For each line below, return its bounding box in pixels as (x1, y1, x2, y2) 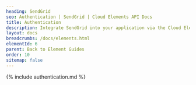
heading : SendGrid (6, 8, 51, 15)
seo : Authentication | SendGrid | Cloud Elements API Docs (6, 14, 153, 20)
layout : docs (6, 30, 38, 36)
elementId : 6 (6, 41, 38, 47)
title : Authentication (6, 19, 61, 25)
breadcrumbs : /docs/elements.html (6, 36, 90, 41)
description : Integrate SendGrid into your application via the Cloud (6, 24, 181, 31)
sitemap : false (6, 57, 43, 63)
